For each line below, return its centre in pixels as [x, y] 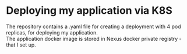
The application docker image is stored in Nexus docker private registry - [94, 38]
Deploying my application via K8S [89, 11]
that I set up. [21, 45]
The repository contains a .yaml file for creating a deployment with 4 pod [94, 26]
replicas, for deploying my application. [52, 32]
